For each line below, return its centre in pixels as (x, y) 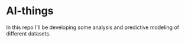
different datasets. (28, 33)
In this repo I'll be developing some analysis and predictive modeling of (92, 27)
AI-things (30, 11)
